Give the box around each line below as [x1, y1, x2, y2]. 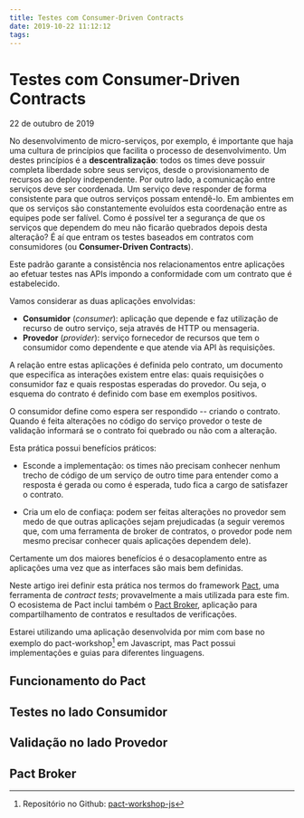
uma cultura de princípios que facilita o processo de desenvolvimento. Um [9, 146, 287, 157]
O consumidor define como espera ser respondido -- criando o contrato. [9, 406, 280, 417]
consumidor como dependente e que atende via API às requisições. [22, 342, 276, 353]
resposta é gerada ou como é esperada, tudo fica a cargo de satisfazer [22, 480, 289, 490]
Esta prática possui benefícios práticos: [9, 442, 157, 453]
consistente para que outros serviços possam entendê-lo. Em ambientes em [9, 194, 294, 204]
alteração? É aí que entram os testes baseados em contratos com [9, 232, 254, 243]
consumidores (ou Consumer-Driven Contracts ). [9, 242, 194, 252]
